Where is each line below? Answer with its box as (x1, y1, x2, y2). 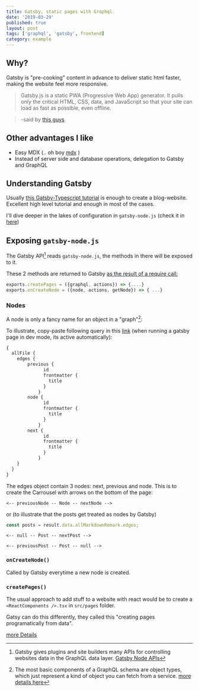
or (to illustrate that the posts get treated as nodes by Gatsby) (6, 511, 157, 518)
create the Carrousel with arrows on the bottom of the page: (6, 489, 153, 496)
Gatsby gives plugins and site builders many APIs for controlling (14, 648, 171, 655)
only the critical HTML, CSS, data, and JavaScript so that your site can (20, 98, 192, 105)
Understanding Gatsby (6, 179, 92, 189)
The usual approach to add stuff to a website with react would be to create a (6, 596, 192, 603)
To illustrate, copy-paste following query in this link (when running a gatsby (6, 327, 190, 334)
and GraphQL (14, 161, 48, 168)
